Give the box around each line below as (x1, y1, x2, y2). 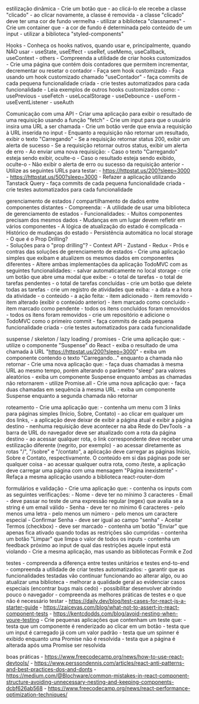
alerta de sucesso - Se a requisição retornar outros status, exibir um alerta (6, 142, 188, 149)
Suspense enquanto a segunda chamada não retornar (6, 392, 138, 399)
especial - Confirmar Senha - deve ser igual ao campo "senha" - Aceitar (6, 517, 182, 523)
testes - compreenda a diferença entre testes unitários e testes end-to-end (6, 560, 190, 567)
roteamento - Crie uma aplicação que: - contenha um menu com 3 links (6, 404, 181, 411)
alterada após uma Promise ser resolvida (6, 642, 106, 649)
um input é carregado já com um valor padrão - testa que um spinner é (6, 629, 179, 636)
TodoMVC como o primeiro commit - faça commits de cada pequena (6, 318, 174, 325)
